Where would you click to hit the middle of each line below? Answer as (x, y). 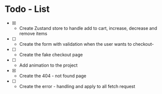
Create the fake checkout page (51, 54)
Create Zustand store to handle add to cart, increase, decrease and (88, 28)
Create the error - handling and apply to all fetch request (77, 86)
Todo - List (27, 9)
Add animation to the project (48, 65)
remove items (33, 33)
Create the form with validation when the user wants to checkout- (86, 44)
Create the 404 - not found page (53, 76)
